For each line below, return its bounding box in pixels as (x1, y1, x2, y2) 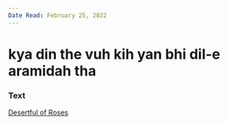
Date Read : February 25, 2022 (8, 11, 108, 20)
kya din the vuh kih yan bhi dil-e (8, 45, 221, 63)
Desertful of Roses (8, 108, 68, 118)
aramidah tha (8, 62, 97, 79)
